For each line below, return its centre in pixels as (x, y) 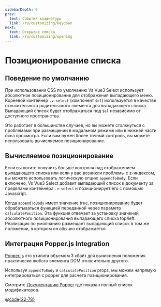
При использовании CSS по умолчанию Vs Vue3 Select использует (74, 90)
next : (10, 28)
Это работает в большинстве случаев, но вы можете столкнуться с (75, 125)
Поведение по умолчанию (47, 78)
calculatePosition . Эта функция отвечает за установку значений (72, 213)
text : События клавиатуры (36, 18)
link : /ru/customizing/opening (41, 37)
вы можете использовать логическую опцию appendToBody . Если (72, 178)
